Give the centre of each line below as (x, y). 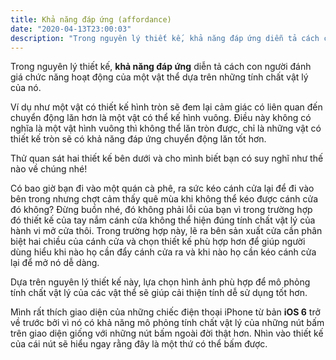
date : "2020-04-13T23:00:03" (71, 29)
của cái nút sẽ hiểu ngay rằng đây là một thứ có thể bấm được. (139, 344)
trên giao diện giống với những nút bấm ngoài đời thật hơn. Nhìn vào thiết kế (167, 333)
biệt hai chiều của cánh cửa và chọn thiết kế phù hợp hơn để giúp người (158, 242)
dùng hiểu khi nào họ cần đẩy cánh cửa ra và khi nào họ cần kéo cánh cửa (163, 252)
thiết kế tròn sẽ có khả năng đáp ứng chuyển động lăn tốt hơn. (138, 139)
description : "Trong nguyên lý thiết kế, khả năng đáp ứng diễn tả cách (165, 38)
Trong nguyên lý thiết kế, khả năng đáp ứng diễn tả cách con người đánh (161, 67)
